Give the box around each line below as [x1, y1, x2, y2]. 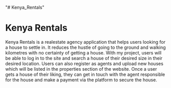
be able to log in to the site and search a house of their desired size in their [5, 55, 163, 61]
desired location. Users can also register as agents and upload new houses [5, 61, 163, 67]
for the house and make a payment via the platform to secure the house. [5, 76, 157, 83]
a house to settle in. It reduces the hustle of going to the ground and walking [5, 44, 166, 50]
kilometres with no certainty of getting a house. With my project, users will [5, 49, 162, 55]
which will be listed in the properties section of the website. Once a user [5, 66, 157, 72]
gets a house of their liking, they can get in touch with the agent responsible [5, 71, 165, 77]
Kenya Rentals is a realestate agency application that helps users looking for [5, 39, 166, 45]
